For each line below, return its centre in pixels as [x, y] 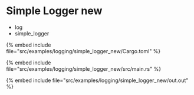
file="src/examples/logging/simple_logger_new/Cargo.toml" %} [83, 51]
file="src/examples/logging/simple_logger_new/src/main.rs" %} [83, 68]
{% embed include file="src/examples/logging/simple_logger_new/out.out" [97, 80]
